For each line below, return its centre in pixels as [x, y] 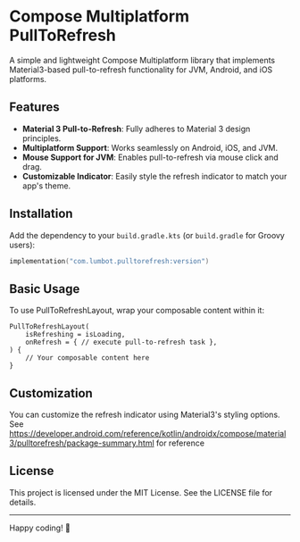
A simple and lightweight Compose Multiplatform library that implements [142, 60]
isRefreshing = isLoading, [75, 335]
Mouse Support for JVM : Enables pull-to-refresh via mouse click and [150, 157]
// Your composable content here [87, 358]
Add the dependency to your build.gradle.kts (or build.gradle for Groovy [147, 235]
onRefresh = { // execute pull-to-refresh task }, [121, 342]
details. [23, 502]
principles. [42, 138]
